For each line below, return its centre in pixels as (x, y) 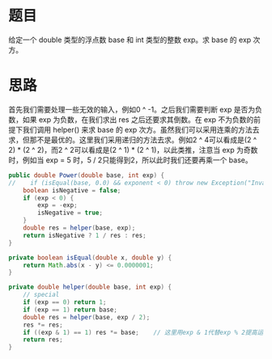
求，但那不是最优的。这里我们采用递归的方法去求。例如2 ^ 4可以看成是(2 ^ (133, 139)
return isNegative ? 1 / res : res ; (85, 235)
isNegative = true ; (70, 213)
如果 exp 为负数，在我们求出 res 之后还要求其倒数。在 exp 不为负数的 (138, 119)
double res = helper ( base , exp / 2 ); (87, 317)
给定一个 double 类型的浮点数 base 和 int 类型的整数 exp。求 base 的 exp (130, 40)
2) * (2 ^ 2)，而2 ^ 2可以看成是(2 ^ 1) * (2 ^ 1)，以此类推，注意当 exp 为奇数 (133, 150)
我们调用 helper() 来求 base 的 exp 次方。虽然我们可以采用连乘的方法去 (141, 129)
